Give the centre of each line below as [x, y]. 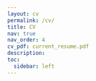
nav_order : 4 [26, 40]
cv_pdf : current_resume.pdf [48, 46]
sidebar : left [34, 66]
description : [26, 54]
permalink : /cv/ [31, 20]
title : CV [22, 27]
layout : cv [23, 14]
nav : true [22, 33]
